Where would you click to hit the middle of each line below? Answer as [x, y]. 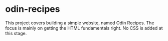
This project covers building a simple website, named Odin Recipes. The [80, 23]
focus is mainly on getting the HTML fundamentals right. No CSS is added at [84, 28]
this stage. [16, 33]
